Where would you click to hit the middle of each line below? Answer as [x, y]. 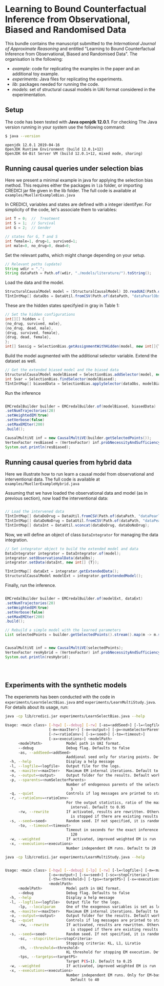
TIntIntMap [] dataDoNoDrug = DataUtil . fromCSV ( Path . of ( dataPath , [73, 521]
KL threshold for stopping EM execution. [109, 952]
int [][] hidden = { [25, 319]
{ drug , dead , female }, [28, 337]
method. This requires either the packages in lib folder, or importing [74, 185]
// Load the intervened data [35, 512]
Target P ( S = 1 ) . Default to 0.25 [99, 961]
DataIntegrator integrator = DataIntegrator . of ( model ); [63, 553]
